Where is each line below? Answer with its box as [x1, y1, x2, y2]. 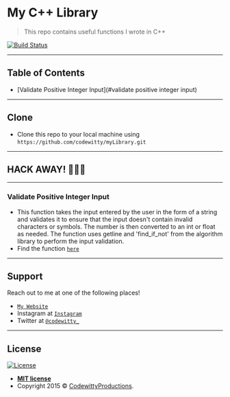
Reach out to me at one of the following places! [7, 288, 140, 297]
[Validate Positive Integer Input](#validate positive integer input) [16, 85, 197, 93]
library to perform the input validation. [16, 237, 125, 245]
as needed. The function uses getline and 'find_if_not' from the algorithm [16, 229, 223, 238]
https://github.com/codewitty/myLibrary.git [16, 139, 146, 146]
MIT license [16, 374, 51, 383]
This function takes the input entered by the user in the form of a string [16, 207, 218, 216]
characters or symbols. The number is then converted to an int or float [16, 222, 216, 231]
